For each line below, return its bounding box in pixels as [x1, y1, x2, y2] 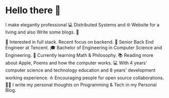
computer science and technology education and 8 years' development [5, 67, 156, 73]
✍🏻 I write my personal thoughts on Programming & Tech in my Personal [5, 81, 157, 88]
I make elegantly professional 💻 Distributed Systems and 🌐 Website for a [5, 21, 160, 27]
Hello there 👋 [5, 5, 61, 16]
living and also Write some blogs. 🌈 [5, 29, 79, 35]
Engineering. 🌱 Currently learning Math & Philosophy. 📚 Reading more [5, 52, 154, 58]
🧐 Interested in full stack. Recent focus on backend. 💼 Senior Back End [5, 39, 154, 45]
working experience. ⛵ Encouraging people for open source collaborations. [5, 75, 164, 81]
